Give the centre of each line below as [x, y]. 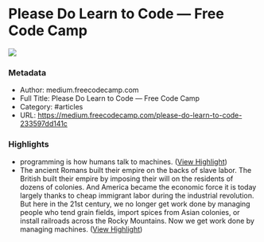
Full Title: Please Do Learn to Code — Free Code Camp [110, 98]
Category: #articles [51, 107]
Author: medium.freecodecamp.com [79, 90]
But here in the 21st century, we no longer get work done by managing [135, 204]
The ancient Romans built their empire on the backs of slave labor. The [136, 170]
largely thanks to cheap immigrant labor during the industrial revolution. [137, 195]
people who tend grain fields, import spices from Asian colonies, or [130, 212]
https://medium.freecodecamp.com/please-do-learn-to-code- [140, 115]
